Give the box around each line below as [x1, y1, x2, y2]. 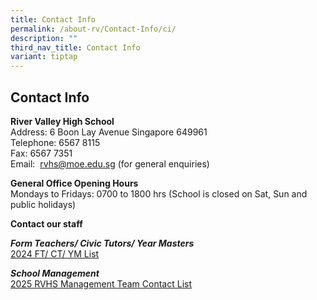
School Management [10, 267, 100, 279]
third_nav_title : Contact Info [10, 42, 141, 53]
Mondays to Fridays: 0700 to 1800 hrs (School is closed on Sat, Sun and [10, 187, 308, 200]
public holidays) [10, 198, 77, 210]
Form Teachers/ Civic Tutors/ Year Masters [10, 237, 195, 249]
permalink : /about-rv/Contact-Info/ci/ [10, 24, 177, 34]
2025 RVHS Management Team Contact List [10, 277, 193, 290]
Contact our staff [10, 217, 83, 230]
